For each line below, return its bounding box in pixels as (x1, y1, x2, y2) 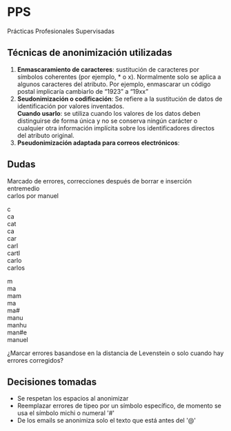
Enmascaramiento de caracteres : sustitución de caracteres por (17, 65, 200, 73)
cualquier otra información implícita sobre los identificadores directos (17, 123, 215, 132)
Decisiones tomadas (7, 376, 97, 388)
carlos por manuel (7, 191, 59, 200)
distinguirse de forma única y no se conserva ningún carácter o (17, 117, 198, 125)
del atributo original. (17, 131, 74, 139)
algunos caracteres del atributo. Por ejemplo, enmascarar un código (17, 80, 212, 88)
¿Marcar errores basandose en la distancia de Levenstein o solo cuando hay (7, 349, 224, 357)
